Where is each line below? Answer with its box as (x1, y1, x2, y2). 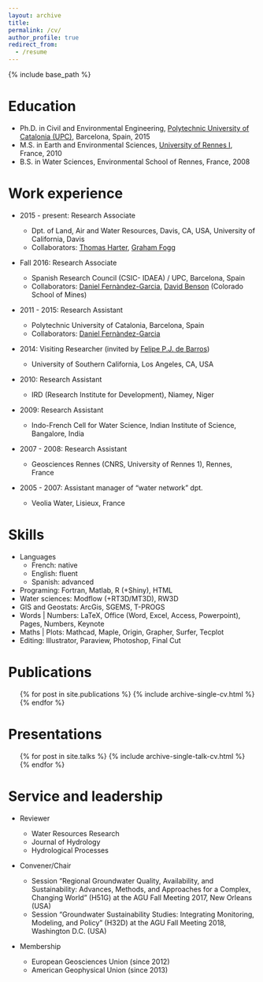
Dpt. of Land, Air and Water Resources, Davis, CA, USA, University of (31, 225, 256, 235)
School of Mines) (31, 289, 87, 299)
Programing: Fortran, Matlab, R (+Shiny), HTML (19, 585, 173, 595)
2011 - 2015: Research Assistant (19, 305, 124, 314)
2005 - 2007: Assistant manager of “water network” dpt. (19, 482, 203, 493)
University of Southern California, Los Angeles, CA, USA (31, 359, 214, 369)
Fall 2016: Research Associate (19, 258, 117, 267)
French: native (31, 560, 79, 570)
